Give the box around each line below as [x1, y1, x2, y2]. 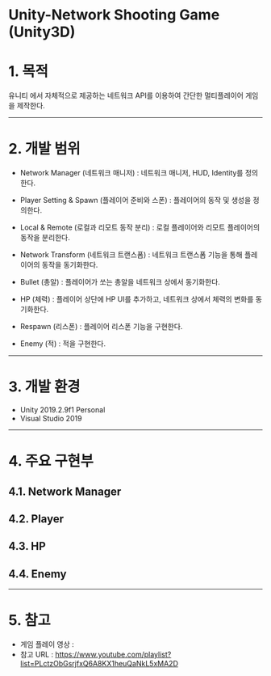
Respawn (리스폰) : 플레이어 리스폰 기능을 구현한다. [19, 322, 183, 332]
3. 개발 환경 [8, 378, 81, 396]
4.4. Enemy [8, 567, 67, 581]
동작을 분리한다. [19, 233, 70, 243]
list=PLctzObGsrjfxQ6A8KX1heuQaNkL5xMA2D [19, 659, 179, 669]
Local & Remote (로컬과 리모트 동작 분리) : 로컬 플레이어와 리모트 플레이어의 [19, 222, 261, 232]
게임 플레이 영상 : [19, 640, 74, 649]
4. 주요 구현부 [8, 452, 94, 471]
